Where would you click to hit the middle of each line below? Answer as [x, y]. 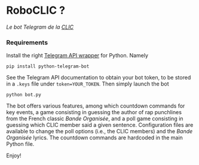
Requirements [27, 42]
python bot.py [24, 95]
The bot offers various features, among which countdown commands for [96, 106]
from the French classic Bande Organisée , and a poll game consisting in [95, 119]
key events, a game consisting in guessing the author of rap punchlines [94, 112]
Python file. [20, 144]
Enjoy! [14, 155]
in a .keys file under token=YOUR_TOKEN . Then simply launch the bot [88, 84]
